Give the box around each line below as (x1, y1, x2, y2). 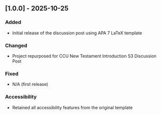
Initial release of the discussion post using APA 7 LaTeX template (12, 30, 142, 36)
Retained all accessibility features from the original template (12, 104, 133, 110)
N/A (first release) (12, 82, 48, 87)
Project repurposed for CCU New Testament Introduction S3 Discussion (12, 53, 157, 59)
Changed (5, 42, 28, 49)
